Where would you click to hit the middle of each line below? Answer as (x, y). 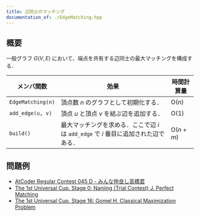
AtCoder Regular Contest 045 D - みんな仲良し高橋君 (80, 181)
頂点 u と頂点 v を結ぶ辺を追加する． (112, 114)
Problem (25, 207)
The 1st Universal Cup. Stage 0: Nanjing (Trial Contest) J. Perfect (94, 188)
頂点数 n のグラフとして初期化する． (112, 103)
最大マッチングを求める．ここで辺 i (110, 125)
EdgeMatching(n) (32, 102)
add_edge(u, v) (31, 113)
